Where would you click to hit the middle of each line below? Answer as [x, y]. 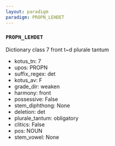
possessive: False [36, 99]
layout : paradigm [27, 12]
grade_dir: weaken [37, 86]
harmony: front [32, 92]
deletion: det [30, 111]
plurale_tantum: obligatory [46, 118]
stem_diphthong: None [42, 105]
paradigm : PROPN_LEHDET [35, 17]
